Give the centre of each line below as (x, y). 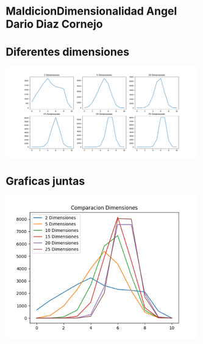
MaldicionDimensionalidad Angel (91, 11)
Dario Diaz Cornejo (54, 24)
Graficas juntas (45, 181)
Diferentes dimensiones (67, 52)
